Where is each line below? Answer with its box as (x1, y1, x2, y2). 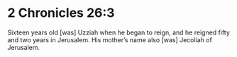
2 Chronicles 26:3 (7, 5, 115, 21)
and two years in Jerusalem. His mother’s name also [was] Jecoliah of (7, 35, 213, 44)
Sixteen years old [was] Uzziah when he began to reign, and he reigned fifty (7, 28, 231, 37)
